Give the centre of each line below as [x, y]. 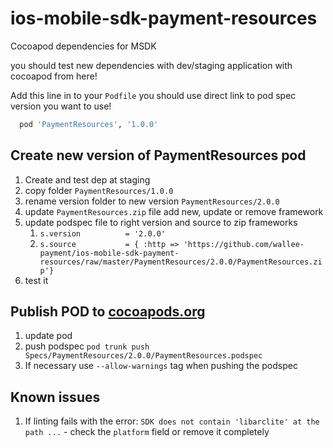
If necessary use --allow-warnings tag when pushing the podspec [161, 366]
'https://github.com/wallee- [244, 244]
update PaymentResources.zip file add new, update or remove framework [174, 211]
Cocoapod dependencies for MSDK [83, 46]
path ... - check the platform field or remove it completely [147, 432]
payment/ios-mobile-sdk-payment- [109, 253]
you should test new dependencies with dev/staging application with [151, 65]
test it [36, 280]
